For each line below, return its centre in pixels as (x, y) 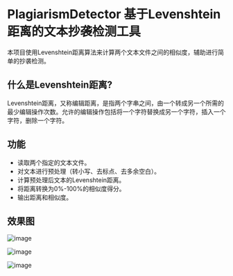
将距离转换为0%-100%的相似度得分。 (71, 188)
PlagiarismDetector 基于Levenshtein (114, 14)
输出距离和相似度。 (45, 197)
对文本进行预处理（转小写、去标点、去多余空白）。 (89, 171)
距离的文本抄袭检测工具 (74, 32)
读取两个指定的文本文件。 (54, 162)
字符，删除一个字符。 (37, 120)
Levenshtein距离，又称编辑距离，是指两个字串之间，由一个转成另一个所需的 (115, 103)
